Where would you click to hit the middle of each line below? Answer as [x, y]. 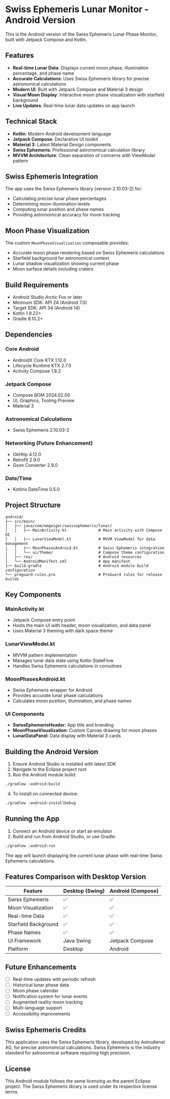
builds [12, 579]
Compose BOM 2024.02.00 [41, 395]
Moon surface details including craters [53, 269]
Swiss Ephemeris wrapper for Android [52, 690]
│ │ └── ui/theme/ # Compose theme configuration [85, 552]
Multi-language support [37, 1008]
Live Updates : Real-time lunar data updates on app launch [74, 106]
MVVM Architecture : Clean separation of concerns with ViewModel [84, 155]
